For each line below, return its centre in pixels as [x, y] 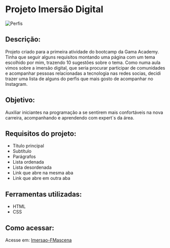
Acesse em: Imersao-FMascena [39, 240]
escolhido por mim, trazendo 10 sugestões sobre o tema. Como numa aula [83, 63]
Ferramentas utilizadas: [44, 194]
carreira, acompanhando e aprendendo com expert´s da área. [70, 117]
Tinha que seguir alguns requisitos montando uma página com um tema [80, 57]
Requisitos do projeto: [41, 133]
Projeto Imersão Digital [54, 9]
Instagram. [16, 84]
